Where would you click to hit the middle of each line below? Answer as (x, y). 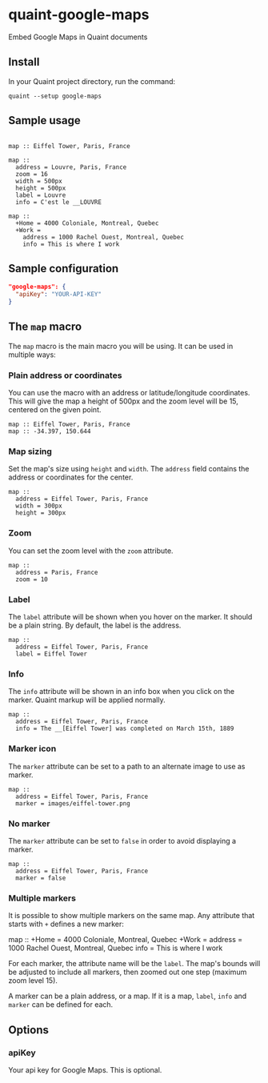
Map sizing (30, 451)
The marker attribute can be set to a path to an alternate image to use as (127, 766)
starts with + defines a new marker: (66, 924)
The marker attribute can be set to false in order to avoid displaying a (122, 840)
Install (24, 62)
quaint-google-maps (79, 15)
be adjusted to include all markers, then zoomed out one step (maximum (128, 972)
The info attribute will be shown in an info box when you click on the (121, 692)
